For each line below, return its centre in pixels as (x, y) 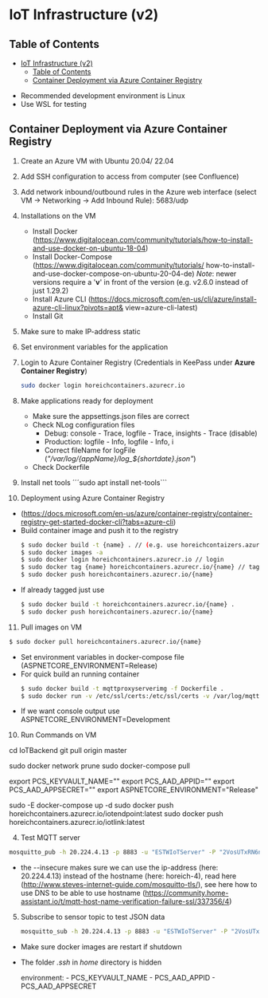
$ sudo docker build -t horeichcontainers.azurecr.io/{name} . (128, 605)
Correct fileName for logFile (90, 450)
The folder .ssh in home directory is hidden (91, 962)
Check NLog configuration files (84, 424)
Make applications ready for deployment (87, 400)
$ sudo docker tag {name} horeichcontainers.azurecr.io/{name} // (133, 567)
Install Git (48, 316)
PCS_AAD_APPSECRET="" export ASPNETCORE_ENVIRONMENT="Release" (134, 790)
